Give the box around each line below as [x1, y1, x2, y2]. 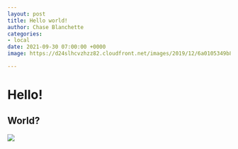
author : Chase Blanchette [7, 23, 84, 31]
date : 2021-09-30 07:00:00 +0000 [7, 43, 106, 50]
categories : [7, 30, 42, 38]
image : [7, 50, 27, 57]
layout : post [7, 10, 46, 18]
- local [7, 37, 30, 44]
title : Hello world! [7, 17, 69, 24]
